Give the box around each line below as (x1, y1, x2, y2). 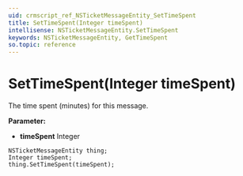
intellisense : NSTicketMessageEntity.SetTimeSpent (8, 26, 179, 34)
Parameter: (8, 116, 46, 126)
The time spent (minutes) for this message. (8, 101, 149, 110)
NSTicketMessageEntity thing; (8, 147, 108, 155)
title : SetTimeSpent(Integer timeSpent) (8, 19, 144, 27)
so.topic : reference (8, 41, 77, 49)
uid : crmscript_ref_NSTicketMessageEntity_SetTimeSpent (8, 11, 196, 20)
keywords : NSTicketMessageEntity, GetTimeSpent (8, 33, 169, 42)
